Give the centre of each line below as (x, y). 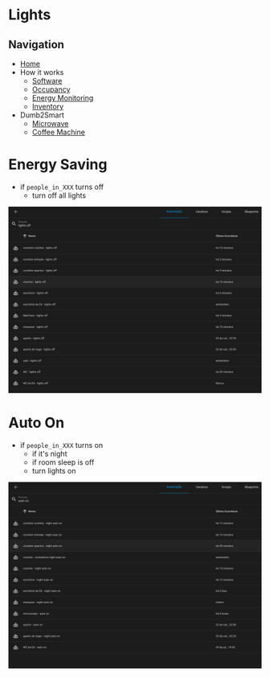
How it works (42, 72)
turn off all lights (59, 195)
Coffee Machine (59, 132)
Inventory (48, 107)
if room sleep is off (63, 462)
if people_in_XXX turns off (62, 187)
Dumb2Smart (42, 115)
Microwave (50, 123)
